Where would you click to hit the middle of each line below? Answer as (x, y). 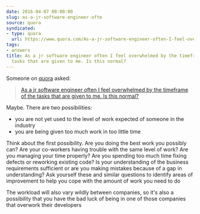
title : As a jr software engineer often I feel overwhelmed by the (92, 56)
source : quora (24, 23)
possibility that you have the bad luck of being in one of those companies (96, 199)
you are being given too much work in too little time (78, 132)
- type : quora (24, 34)
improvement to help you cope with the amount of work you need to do (93, 181)
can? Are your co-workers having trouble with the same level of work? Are (97, 149)
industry (25, 125)
